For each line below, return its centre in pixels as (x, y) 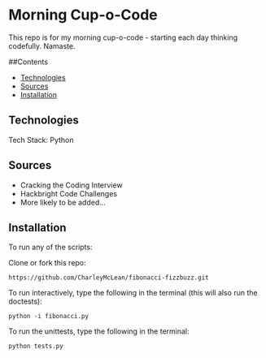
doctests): (25, 301)
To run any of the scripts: (50, 247)
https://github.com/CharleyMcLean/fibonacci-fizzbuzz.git (109, 278)
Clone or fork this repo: (48, 263)
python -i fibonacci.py (49, 317)
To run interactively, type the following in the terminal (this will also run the (133, 293)
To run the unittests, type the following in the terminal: (99, 331)
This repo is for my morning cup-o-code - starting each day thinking (123, 37)
